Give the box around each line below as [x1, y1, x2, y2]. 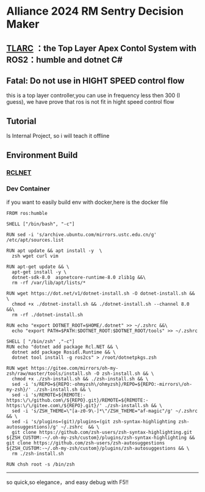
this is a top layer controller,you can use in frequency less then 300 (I [6, 92, 181, 99]
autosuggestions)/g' [6, 424, 59, 430]
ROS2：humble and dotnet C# [6, 54, 123, 65]
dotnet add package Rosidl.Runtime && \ [12, 349, 116, 355]
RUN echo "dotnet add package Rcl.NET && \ [6, 344, 119, 350]
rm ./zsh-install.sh [12, 450, 64, 457]
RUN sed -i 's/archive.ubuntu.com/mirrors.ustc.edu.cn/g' [6, 231, 157, 237]
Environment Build [6, 150, 78, 160]
